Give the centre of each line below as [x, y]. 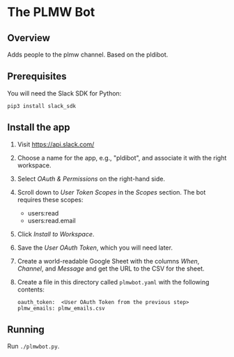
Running [26, 329]
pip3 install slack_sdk [42, 106]
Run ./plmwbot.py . [33, 347]
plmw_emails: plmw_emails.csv [61, 308]
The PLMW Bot [51, 12]
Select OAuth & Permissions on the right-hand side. [91, 178]
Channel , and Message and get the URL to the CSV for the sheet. [111, 268]
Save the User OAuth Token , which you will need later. [95, 248]
